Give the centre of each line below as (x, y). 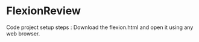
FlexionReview (44, 11)
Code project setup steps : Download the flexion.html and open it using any (100, 27)
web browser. (23, 33)
